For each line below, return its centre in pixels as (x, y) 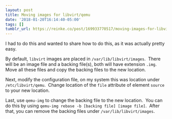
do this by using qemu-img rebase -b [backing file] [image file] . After (82, 106)
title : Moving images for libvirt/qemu (48, 15)
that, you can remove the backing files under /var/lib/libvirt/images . (80, 111)
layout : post (19, 10)
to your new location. (28, 90)
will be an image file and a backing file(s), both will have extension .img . (81, 64)
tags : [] (15, 24)
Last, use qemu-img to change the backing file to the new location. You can (84, 101)
